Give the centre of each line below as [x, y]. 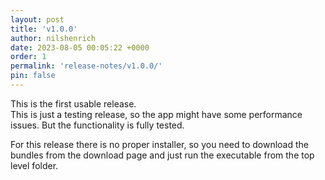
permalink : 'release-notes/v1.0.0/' [86, 66]
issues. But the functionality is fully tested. [97, 125]
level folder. [34, 165]
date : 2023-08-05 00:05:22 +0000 [80, 47]
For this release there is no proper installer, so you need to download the [159, 144]
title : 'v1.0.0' [44, 29]
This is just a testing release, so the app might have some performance [156, 114]
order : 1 [28, 57]
